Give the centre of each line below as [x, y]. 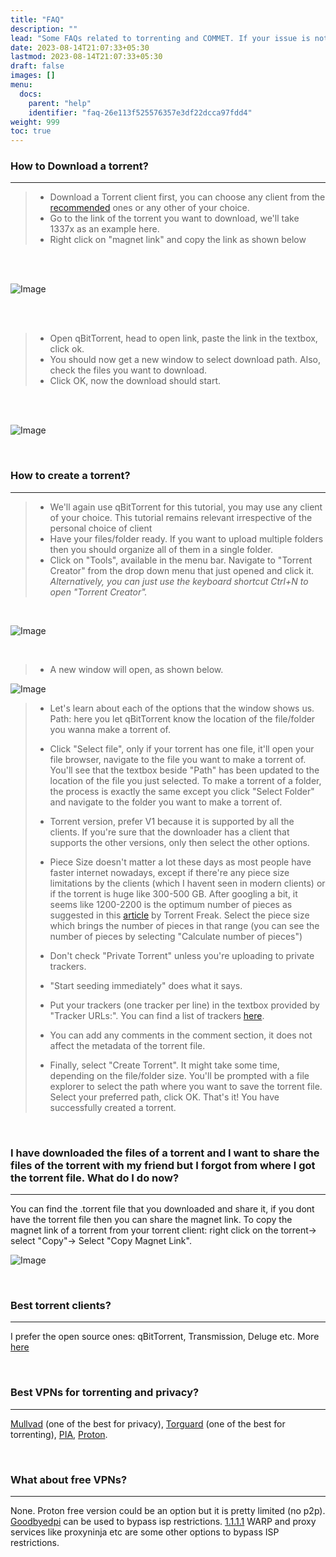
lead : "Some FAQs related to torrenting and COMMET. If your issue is [160, 38]
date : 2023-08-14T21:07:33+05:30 [80, 47]
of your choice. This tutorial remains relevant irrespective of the [181, 517]
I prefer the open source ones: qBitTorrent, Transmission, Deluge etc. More [165, 1337]
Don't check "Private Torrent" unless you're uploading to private [182, 955]
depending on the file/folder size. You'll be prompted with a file [179, 1075]
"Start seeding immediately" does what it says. [146, 985]
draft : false [37, 66]
